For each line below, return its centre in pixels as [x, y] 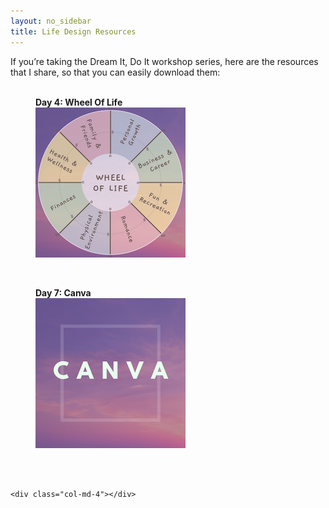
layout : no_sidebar [51, 21]
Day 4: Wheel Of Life [79, 102]
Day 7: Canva [63, 292]
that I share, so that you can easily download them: [115, 72]
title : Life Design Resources [73, 31]
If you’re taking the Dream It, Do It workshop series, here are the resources [164, 61]
